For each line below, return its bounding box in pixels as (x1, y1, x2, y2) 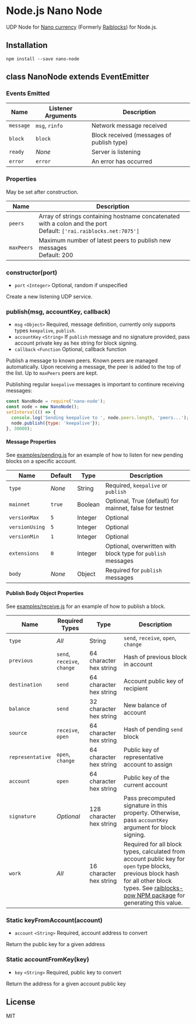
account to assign (123, 760, 173, 768)
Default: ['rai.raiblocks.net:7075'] (38, 226, 140, 235)
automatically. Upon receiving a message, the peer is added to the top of (6, 363, 181, 370)
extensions (9, 550, 39, 556)
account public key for (123, 854, 185, 863)
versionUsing (9, 524, 45, 530)
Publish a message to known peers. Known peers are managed (6, 357, 158, 364)
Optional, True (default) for (105, 496, 179, 504)
